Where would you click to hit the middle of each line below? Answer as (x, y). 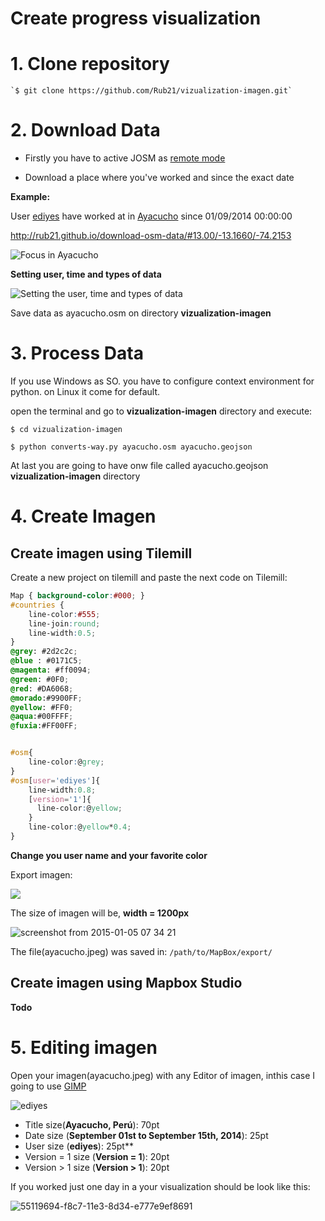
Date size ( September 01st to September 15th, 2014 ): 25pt (146, 1135)
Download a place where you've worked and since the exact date (159, 178)
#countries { (37, 605)
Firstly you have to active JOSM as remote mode (125, 158)
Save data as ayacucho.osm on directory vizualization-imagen (141, 313)
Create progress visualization (136, 18)
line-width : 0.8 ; (62, 790)
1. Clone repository (90, 64)
